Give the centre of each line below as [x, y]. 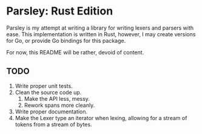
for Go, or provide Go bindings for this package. [66, 40]
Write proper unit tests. [44, 86]
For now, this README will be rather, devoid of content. [75, 52]
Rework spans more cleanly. [59, 105]
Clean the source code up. [48, 92]
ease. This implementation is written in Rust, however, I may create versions [101, 34]
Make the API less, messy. [57, 98]
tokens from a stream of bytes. [53, 124]
